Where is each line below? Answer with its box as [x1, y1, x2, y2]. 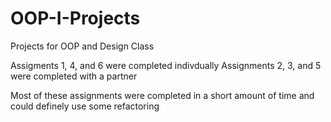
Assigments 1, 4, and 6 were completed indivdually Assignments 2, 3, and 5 [10, 59, 322, 71]
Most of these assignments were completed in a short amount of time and [10, 89, 315, 101]
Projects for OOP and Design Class [10, 40, 155, 52]
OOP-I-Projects [10, 7, 141, 30]
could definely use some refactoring [10, 100, 160, 112]
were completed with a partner [10, 70, 138, 82]
